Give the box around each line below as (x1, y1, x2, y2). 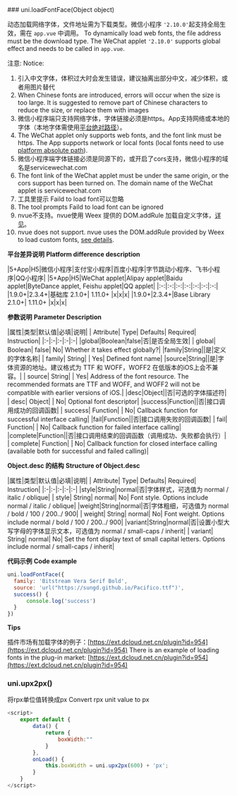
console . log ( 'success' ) (25, 597, 97, 604)
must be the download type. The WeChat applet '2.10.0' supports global (7, 37, 221, 45)
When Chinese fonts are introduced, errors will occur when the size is (17, 91, 221, 99)
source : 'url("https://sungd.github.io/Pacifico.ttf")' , (13, 584, 185, 592)
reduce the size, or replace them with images (17, 106, 150, 114)
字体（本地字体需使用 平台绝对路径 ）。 (17, 123, 126, 132)
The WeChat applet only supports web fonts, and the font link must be (17, 131, 222, 139)
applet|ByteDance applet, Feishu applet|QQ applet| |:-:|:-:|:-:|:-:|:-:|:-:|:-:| (7, 282, 219, 290)
